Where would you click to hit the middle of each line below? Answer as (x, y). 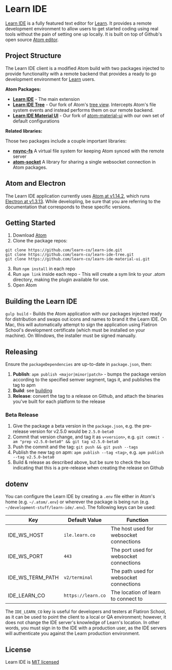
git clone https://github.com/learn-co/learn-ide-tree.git (70, 255)
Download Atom (30, 235)
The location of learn (136, 592)
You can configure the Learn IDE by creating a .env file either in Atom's (80, 497)
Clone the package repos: (40, 241)
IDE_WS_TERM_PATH (33, 578)
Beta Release (22, 415)
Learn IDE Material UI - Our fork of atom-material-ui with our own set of (89, 115)
